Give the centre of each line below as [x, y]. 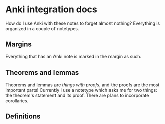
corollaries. [17, 101]
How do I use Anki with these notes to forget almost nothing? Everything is [83, 23]
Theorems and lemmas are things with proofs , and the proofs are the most [82, 85]
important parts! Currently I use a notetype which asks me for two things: [81, 90]
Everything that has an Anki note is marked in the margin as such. [73, 56]
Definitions [23, 116]
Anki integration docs [51, 9]
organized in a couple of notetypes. [42, 28]
